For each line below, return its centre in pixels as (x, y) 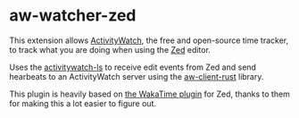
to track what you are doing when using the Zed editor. (110, 49)
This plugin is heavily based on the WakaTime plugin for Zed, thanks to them (149, 94)
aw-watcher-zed (73, 16)
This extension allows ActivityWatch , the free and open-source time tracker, (149, 40)
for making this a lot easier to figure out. (83, 103)
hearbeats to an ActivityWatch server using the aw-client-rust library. (137, 76)
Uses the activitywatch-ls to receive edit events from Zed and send (133, 67)
